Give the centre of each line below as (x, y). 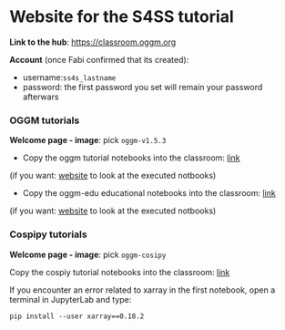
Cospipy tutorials (49, 234)
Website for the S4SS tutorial (122, 17)
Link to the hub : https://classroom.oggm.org (93, 42)
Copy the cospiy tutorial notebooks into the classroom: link (120, 272)
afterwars (41, 97)
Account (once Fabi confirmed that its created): (99, 59)
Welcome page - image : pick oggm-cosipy (88, 254)
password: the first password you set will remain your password (142, 87)
